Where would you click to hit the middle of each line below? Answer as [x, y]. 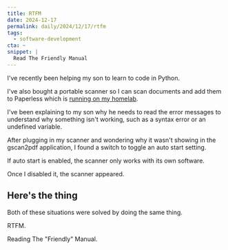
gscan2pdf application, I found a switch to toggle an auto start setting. [107, 147]
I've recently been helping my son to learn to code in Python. [94, 78]
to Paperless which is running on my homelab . [73, 98]
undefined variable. [35, 126]
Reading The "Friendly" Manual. [52, 239]
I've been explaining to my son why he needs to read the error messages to [114, 112]
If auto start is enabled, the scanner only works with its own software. [106, 160]
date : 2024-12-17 [32, 20]
